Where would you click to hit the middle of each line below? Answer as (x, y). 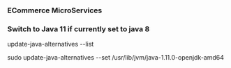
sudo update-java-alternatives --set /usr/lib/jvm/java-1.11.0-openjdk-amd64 (116, 58)
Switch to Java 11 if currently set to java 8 (79, 28)
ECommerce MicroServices (55, 10)
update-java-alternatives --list (51, 44)
